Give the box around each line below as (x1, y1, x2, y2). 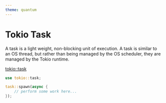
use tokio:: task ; (5, 75, 41, 80)
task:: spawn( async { (5, 84, 48, 89)
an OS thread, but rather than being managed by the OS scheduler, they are (5, 50, 161, 56)
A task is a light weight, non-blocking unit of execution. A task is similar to (5, 45, 157, 51)
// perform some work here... (14, 89, 77, 94)
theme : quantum (5, 7, 37, 12)
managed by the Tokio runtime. (5, 56, 69, 62)
